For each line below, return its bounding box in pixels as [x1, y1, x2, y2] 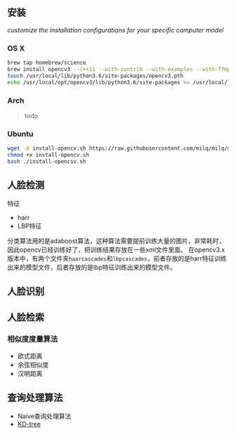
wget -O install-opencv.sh [7, 145, 86, 152]
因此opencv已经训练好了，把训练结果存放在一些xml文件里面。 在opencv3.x [7, 245, 225, 254]
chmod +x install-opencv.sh [7, 152, 90, 159]
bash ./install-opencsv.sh [7, 157, 86, 165]
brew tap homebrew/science [7, 59, 86, 67]
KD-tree [17, 420, 41, 428]
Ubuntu [7, 129, 34, 138]
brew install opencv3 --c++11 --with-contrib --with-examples [7, 65, 193, 72]
